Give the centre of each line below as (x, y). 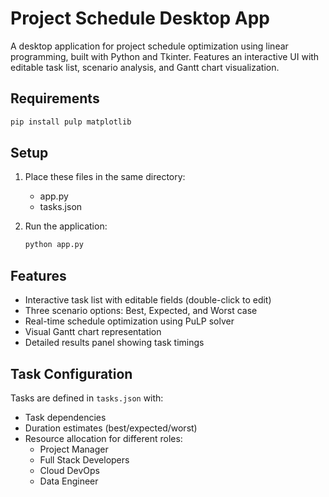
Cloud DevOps (69, 470)
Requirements (55, 98)
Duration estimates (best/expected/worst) (111, 428)
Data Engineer (69, 481)
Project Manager (74, 449)
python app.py (54, 245)
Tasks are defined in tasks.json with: (87, 398)
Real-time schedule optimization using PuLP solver (129, 321)
